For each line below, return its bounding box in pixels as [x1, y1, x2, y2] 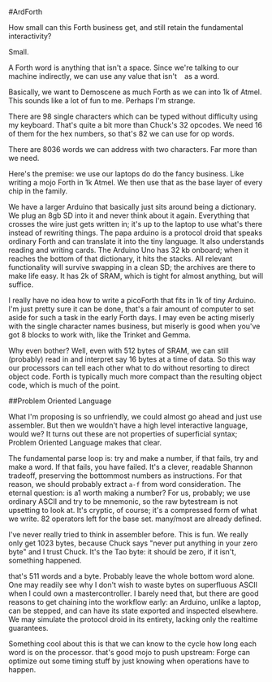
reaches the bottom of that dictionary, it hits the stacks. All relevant [8, 254, 233, 263]
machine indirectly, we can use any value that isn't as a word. [8, 72, 220, 80]
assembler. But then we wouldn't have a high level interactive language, [8, 420, 248, 430]
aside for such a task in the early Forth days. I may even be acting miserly [8, 313, 255, 322]
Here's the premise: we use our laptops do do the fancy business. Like [8, 169, 244, 178]
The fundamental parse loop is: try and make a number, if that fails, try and [8, 454, 259, 463]
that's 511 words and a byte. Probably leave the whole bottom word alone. [8, 571, 255, 580]
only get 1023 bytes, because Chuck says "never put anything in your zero [8, 538, 258, 548]
